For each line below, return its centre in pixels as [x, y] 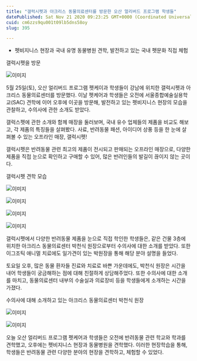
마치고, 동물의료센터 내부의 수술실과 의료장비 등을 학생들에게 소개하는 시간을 [99, 280]
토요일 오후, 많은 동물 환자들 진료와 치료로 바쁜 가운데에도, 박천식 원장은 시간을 [96, 266]
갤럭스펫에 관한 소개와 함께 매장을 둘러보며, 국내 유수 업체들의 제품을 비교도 [92, 122]
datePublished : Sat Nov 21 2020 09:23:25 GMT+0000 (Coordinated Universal [99, 17]
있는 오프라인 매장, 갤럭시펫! [55, 137]
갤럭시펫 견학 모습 [26, 176]
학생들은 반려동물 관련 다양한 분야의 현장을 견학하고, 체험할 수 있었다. [85, 352]
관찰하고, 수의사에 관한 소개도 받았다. [48, 110]
